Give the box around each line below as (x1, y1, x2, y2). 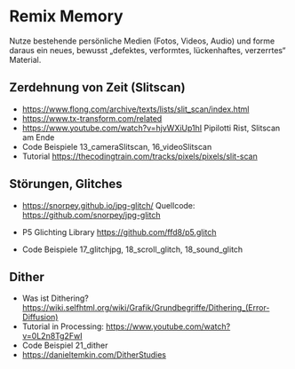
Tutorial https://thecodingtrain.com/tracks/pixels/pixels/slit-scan (21, 151, 258, 161)
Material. (9, 54, 42, 65)
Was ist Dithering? (21, 293, 89, 303)
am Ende (21, 131, 55, 143)
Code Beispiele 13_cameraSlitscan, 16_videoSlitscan (21, 141, 212, 152)
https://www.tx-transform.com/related (21, 113, 163, 123)
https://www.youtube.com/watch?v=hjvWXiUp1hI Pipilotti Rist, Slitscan (21, 122, 281, 133)
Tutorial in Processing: (21, 321, 105, 332)
